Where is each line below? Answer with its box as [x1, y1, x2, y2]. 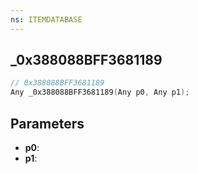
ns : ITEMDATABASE [10, 14, 83, 25]
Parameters [10, 115, 85, 132]
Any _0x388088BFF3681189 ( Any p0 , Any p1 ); [10, 87, 190, 98]
